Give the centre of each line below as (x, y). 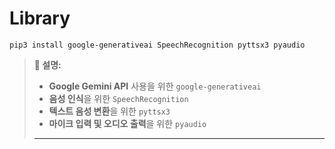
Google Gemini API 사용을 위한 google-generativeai (155, 86)
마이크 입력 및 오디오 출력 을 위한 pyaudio (127, 123)
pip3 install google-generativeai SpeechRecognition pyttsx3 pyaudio (157, 45)
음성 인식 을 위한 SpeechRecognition (118, 98)
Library (40, 18)
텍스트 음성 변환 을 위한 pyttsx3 (109, 111)
